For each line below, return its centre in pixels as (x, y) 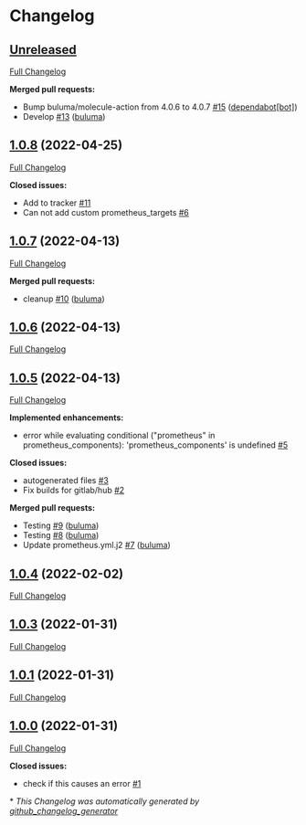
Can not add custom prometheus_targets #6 (106, 212)
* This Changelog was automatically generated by (105, 801)
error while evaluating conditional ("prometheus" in (119, 436)
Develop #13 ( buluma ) (64, 116)
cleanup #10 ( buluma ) (63, 299)
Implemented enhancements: (67, 418)
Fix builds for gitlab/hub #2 (74, 491)
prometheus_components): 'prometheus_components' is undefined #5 (155, 445)
